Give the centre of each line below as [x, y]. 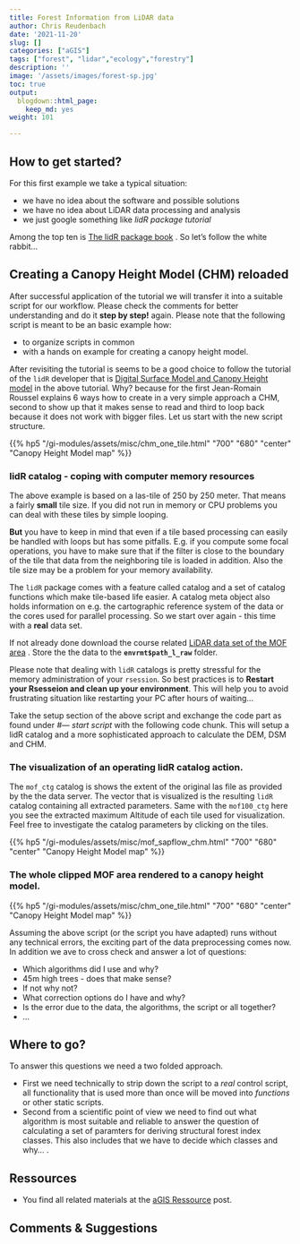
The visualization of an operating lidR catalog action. [126, 767]
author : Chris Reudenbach [57, 26]
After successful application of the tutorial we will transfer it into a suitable [146, 296]
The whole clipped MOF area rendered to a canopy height [137, 875]
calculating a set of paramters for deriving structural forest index [141, 1131]
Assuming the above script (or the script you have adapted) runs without [143, 932]
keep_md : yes [50, 109]
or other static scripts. [63, 1102]
